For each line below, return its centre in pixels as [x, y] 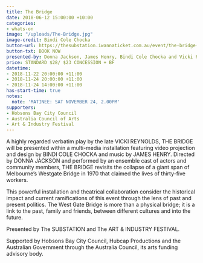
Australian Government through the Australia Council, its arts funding [92, 247]
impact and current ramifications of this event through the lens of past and [99, 198]
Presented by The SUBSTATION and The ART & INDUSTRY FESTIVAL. [93, 229]
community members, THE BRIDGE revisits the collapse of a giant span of [98, 167]
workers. [17, 180]
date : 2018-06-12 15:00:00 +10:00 [50, 18]
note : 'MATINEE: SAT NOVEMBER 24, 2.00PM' [66, 102]
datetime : [19, 68]
